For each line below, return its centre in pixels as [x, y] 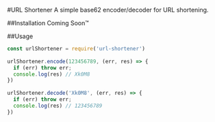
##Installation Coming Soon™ [48, 23]
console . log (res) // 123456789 [58, 106]
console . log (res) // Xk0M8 [52, 74]
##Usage [20, 36]
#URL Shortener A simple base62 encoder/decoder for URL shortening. [108, 10]
